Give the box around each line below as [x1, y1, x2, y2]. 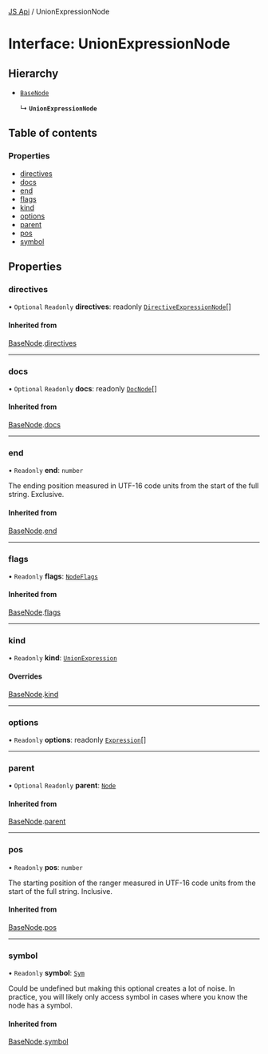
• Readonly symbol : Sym [8, 968, 85, 978]
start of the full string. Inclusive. [8, 886, 113, 896]
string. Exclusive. [8, 490, 65, 499]
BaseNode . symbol [8, 1036, 69, 1047]
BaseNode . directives [8, 338, 77, 347]
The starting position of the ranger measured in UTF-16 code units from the [8, 878, 257, 888]
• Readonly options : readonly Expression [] [8, 735, 146, 744]
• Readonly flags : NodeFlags [8, 571, 98, 581]
